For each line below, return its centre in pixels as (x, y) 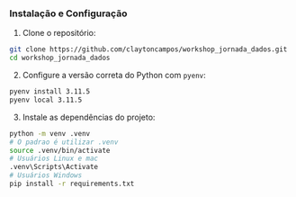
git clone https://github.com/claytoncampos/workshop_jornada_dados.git (148, 49)
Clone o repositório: (59, 33)
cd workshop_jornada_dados (60, 58)
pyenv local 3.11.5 (46, 100)
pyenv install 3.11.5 (50, 92)
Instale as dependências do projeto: (89, 117)
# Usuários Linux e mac (54, 159)
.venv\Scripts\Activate (54, 167)
